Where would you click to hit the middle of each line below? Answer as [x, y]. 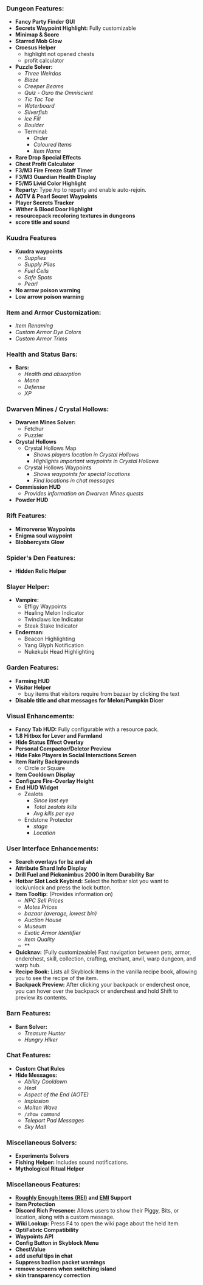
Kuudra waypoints [39, 251]
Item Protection [35, 1204]
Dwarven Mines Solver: [45, 422]
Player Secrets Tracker [44, 203]
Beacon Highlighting [50, 639]
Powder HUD [32, 500]
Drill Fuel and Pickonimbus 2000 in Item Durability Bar [85, 875]
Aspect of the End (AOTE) [57, 1094]
